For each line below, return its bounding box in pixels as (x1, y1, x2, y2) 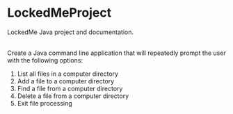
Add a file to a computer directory (17, 76, 115, 85)
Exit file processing (17, 99, 73, 107)
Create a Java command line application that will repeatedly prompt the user (7, 49, 226, 57)
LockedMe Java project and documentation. (7, 28, 134, 36)
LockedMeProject (7, 5, 112, 21)
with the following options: (7, 56, 83, 64)
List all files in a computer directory (17, 70, 119, 78)
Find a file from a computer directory (17, 84, 123, 92)
